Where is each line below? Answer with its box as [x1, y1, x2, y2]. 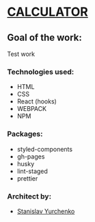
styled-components [16, 145, 73, 153]
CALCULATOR [7, 4, 89, 20]
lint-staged [16, 167, 48, 175]
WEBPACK [16, 105, 46, 113]
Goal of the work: [7, 32, 82, 43]
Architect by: [7, 191, 52, 201]
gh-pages [16, 152, 45, 161]
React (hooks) [16, 97, 57, 105]
